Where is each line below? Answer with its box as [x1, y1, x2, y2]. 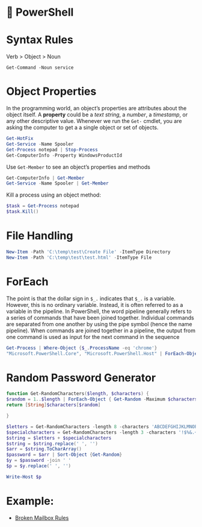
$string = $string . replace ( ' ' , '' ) [6, 440, 98, 447]
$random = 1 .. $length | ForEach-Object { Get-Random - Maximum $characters [6, 396, 198, 403]
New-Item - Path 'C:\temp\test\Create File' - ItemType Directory [6, 249, 171, 255]
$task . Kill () [6, 209, 39, 215]
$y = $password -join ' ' [6, 458, 71, 464]
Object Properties [6, 84, 97, 98]
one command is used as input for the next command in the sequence [6, 333, 180, 340]
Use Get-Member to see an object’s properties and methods [6, 163, 150, 171]
